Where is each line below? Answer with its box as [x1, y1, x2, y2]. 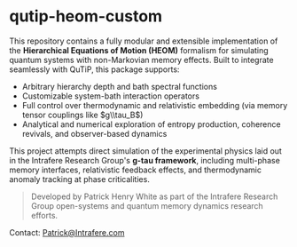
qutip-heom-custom [9, 6, 162, 27]
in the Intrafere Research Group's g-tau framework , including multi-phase [9, 155, 281, 165]
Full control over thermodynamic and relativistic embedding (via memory [21, 100, 288, 110]
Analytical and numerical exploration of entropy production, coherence [21, 118, 281, 130]
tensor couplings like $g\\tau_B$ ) [21, 109, 144, 120]
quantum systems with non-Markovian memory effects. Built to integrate [9, 54, 274, 65]
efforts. [30, 210, 59, 220]
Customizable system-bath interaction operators [21, 91, 199, 101]
